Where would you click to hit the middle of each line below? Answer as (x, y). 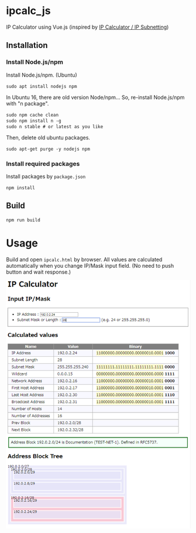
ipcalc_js (28, 11)
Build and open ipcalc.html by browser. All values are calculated (84, 259)
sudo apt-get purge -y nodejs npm (48, 149)
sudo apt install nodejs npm (42, 86)
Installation (27, 45)
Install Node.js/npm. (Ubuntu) (42, 75)
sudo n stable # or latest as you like (55, 127)
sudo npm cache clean (32, 115)
